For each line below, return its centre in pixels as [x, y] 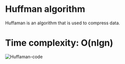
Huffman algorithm [45, 9]
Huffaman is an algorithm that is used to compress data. [63, 23]
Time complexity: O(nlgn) [59, 43]
